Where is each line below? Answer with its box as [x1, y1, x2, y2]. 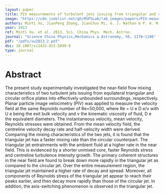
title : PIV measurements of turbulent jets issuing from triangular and [5, 12, 156, 17]
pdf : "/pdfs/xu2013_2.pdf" [5, 39, 60, 44]
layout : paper [5, 7, 34, 12]
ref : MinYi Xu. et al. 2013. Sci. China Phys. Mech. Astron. [5, 30, 132, 35]
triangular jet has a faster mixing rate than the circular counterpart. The [5, 137, 148, 143]
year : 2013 [5, 25, 27, 30]
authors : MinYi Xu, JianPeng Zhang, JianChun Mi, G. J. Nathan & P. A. [5, 20, 154, 26]
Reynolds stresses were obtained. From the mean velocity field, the [5, 121, 141, 127]
